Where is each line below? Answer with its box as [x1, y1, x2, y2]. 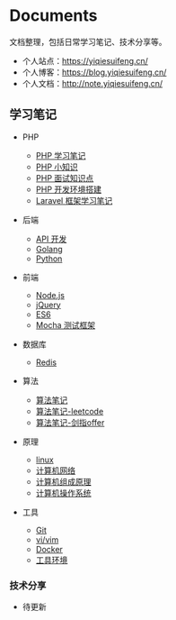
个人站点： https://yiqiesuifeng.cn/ [22, 55, 148, 66]
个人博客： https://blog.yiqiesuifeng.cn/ [22, 67, 167, 77]
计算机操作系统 [35, 488, 92, 498]
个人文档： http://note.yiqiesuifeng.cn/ [22, 77, 163, 88]
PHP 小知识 [35, 161, 78, 172]
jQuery [35, 299, 61, 310]
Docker [35, 543, 63, 554]
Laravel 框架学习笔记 [35, 195, 113, 205]
